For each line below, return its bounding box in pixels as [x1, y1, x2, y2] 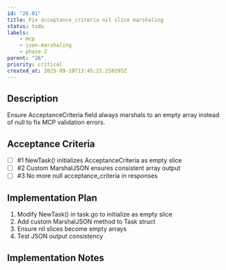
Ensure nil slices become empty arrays [16, 225, 127, 233]
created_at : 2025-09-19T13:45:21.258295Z [7, 67, 127, 74]
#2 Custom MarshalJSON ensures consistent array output [16, 164, 181, 172]
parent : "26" [7, 55, 45, 62]
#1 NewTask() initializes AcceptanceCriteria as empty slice [16, 156, 182, 164]
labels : [7, 29, 29, 36]
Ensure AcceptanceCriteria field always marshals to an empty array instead [7, 111, 220, 119]
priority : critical [7, 61, 63, 68]
